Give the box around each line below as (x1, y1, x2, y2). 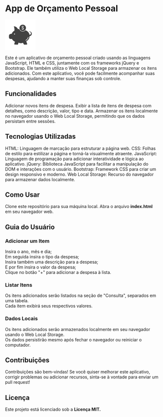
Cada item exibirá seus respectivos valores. (5, 303, 93, 309)
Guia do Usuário (5, 223, 55, 231)
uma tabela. (5, 298, 29, 304)
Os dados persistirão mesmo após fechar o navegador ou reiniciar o (5, 336, 142, 342)
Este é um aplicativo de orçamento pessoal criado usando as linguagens (5, 55, 151, 61)
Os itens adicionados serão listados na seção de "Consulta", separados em (5, 292, 156, 298)
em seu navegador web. (5, 208, 54, 215)
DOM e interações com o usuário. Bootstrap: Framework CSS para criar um (5, 166, 156, 172)
